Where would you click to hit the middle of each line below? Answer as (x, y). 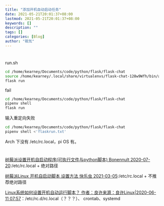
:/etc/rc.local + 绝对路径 (34, 166)
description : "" (21, 28)
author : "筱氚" (20, 41)
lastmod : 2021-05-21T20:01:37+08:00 (42, 19)
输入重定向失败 (20, 118)
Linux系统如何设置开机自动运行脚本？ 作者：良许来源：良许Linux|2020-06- (81, 192)
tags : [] (14, 32)
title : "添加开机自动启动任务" (33, 9)
